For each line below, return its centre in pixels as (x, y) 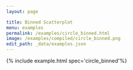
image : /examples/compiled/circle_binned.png (63, 39)
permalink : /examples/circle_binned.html (58, 33)
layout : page (22, 11)
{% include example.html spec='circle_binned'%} (67, 61)
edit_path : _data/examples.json (46, 44)
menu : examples (25, 28)
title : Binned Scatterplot (39, 22)
